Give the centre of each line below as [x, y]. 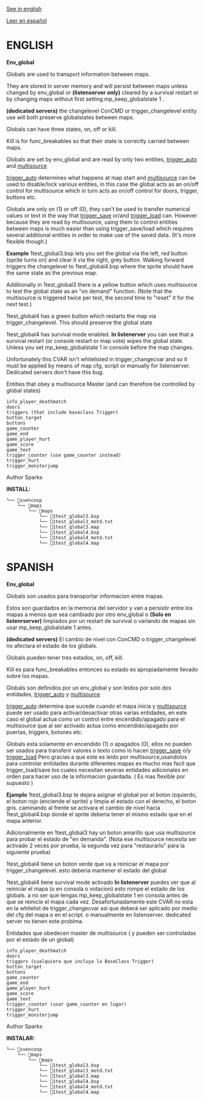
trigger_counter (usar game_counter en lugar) [67, 1004]
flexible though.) [27, 241]
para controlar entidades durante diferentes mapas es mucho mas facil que [101, 763]
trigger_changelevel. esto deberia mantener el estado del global [86, 870]
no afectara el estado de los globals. [52, 646]
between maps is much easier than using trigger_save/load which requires [100, 228]
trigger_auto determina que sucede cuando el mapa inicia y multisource [97, 706]
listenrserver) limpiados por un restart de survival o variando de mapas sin [101, 620]
